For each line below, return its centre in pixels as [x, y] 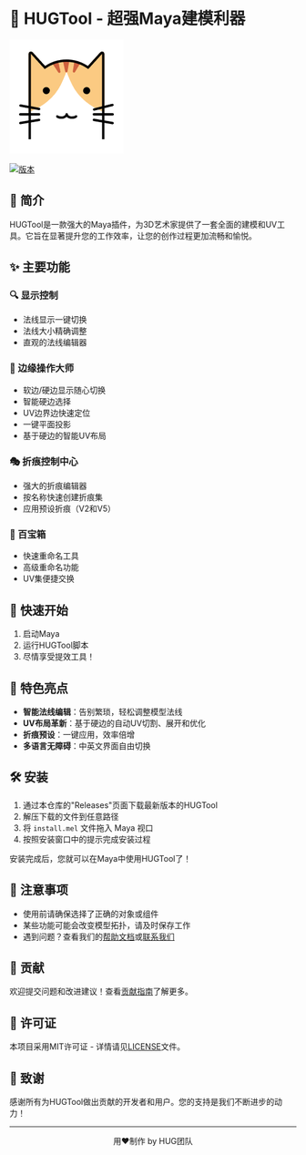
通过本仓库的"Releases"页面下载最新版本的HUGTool [120, 805]
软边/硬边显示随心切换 [64, 390]
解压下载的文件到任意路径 [71, 816]
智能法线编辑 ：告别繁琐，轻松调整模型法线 [102, 711]
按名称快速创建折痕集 [62, 497]
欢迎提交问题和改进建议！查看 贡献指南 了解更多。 [101, 991]
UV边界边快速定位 [56, 413]
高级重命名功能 [51, 567]
